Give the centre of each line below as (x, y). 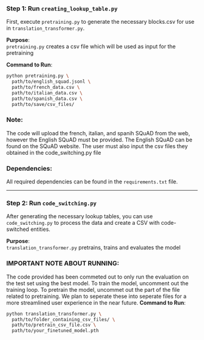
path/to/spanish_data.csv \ (47, 99)
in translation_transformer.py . (46, 28)
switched (18, 229)
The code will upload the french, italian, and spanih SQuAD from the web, (98, 133)
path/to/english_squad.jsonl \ (51, 82)
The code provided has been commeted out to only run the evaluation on (98, 277)
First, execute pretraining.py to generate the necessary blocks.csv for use (100, 22)
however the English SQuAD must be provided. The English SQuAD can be (99, 140)
